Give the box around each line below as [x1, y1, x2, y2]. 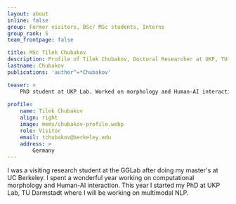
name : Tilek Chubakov [20, 108, 83, 115]
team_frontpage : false [7, 37, 74, 44]
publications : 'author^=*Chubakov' [7, 68, 112, 76]
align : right [20, 114, 58, 122]
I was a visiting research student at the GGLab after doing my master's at [7, 166, 218, 174]
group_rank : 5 [7, 30, 49, 37]
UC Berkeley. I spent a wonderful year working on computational [7, 174, 195, 182]
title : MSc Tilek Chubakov [7, 49, 86, 56]
